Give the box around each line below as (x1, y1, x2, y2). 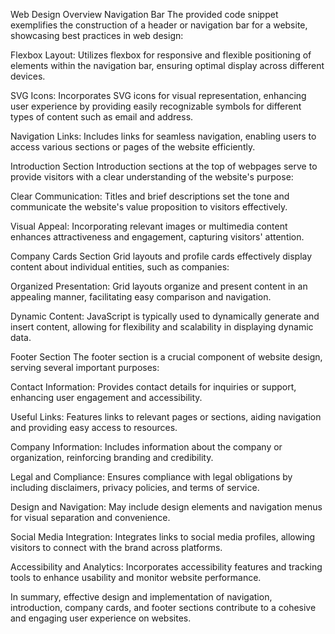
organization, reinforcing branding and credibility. (10, 452, 214, 463)
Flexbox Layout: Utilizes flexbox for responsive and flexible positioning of (10, 49, 312, 61)
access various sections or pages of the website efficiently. (10, 141, 256, 153)
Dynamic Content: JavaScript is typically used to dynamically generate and (10, 310, 320, 322)
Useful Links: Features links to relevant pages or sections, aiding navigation (10, 411, 322, 423)
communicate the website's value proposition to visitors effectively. (10, 201, 288, 213)
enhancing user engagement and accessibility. (10, 392, 203, 403)
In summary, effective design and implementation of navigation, (10, 591, 273, 603)
